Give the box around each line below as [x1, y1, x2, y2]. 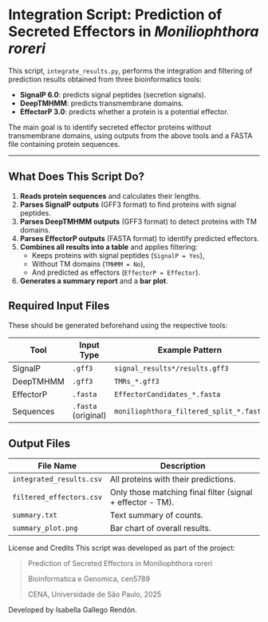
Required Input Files [8, 299, 110, 313]
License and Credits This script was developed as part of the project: [8, 543, 235, 553]
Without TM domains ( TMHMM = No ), [31, 259, 146, 268]
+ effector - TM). [110, 497, 175, 508]
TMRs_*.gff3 [114, 377, 160, 386]
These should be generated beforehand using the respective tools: [8, 320, 228, 330]
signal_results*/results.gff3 [114, 363, 229, 373]
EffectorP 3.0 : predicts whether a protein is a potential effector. [19, 106, 229, 117]
